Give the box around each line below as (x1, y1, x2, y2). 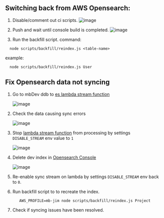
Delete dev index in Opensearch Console (12, 154, 96, 160)
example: (5, 55, 24, 61)
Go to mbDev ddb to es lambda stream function (12, 91, 110, 97)
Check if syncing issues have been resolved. (12, 207, 104, 213)
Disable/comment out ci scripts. (12, 17, 78, 23)
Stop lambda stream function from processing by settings (12, 129, 131, 136)
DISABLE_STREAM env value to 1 (12, 135, 74, 141)
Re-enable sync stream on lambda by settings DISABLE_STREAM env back (12, 174, 159, 180)
